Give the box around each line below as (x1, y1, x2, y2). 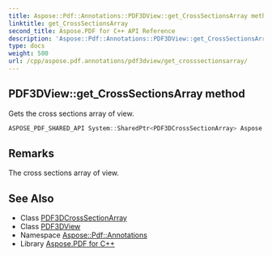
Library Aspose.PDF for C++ (19, 239, 116, 249)
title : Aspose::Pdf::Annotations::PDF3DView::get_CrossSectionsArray (8, 11, 249, 20)
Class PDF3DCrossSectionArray (19, 213, 128, 223)
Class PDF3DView (19, 222, 81, 232)
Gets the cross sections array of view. (8, 109, 135, 118)
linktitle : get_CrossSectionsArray (8, 19, 129, 28)
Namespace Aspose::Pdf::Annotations (19, 230, 148, 240)
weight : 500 (8, 49, 49, 58)
